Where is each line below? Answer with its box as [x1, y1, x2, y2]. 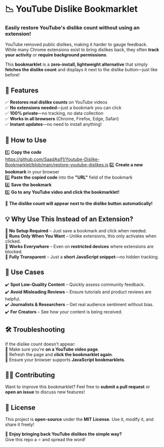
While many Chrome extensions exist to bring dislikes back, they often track [5, 47, 160, 53]
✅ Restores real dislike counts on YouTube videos [5, 99, 108, 105]
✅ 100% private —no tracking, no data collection [5, 111, 104, 116]
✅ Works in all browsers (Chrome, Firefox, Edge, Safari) [5, 116, 119, 122]
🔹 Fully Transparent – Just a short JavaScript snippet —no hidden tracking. [5, 253, 159, 260]
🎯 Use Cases [5, 268, 45, 277]
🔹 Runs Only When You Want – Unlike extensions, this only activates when [5, 233, 157, 239]
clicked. [5, 238, 21, 244]
